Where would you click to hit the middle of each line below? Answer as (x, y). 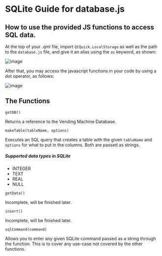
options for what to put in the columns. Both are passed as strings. (72, 145)
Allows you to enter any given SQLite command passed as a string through (81, 238)
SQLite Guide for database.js (65, 9)
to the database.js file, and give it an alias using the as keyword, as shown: (81, 52)
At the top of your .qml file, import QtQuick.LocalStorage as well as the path (81, 47)
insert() (14, 211)
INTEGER (21, 169)
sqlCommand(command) (26, 229)
